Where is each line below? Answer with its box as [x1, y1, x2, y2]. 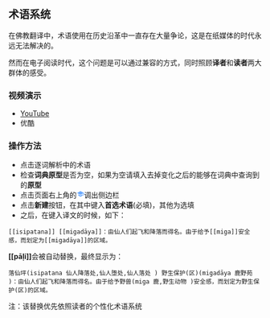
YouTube [19, 109, 50, 118]
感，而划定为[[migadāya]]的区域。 [8, 237, 112, 245]
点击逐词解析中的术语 [19, 160, 91, 170]
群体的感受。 [8, 68, 51, 77]
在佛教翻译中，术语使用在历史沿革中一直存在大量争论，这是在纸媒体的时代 [8, 31, 255, 40]
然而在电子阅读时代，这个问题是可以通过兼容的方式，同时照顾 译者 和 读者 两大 [8, 57, 262, 67]
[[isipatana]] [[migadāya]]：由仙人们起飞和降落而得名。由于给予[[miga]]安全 [8, 228, 251, 236]
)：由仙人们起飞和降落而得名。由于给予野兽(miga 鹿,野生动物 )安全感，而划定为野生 [8, 278, 254, 286]
